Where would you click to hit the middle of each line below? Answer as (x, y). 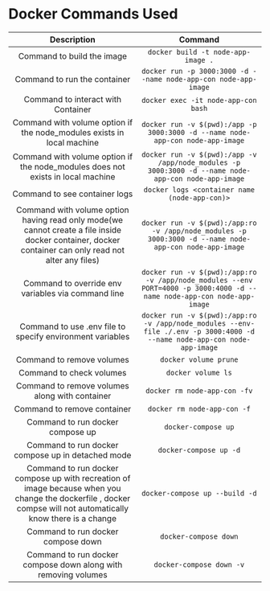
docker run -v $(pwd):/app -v (199, 154)
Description (72, 39)
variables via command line (73, 293)
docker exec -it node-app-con (199, 100)
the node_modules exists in (73, 132)
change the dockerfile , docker (73, 498)
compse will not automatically (73, 508)
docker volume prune (199, 359)
